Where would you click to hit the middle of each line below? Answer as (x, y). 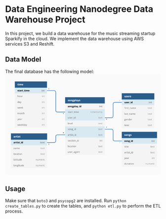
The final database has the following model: (50, 71)
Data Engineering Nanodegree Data (79, 9)
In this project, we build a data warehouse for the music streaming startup (80, 33)
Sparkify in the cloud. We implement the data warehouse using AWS (75, 39)
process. (14, 211)
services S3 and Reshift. (30, 44)
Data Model (23, 60)
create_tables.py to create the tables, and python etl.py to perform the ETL (83, 206)
